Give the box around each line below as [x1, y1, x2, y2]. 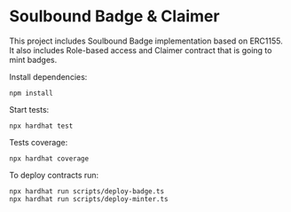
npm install [9, 89, 53, 98]
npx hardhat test [9, 122, 74, 130]
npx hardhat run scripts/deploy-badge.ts [9, 186, 165, 196]
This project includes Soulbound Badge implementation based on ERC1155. [9, 35, 283, 46]
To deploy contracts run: [9, 169, 99, 180]
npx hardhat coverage [9, 153, 90, 163]
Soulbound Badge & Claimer [9, 6, 220, 27]
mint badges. [9, 54, 58, 65]
